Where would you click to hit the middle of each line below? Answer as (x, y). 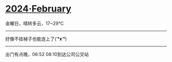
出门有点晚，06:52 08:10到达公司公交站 (47, 54)
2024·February (38, 9)
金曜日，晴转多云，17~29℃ (35, 23)
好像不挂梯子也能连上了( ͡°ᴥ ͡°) (36, 39)
